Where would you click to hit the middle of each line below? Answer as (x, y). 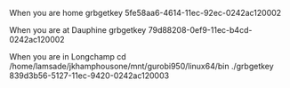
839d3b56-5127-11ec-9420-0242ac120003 (89, 76)
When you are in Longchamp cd (68, 56)
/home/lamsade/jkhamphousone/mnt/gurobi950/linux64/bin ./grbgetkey (141, 66)
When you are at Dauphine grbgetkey (78, 30)
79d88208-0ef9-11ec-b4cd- (200, 30)
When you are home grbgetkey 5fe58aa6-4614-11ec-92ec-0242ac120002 (145, 13)
